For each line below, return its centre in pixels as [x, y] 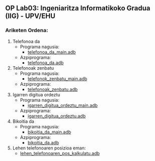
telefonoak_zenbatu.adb [53, 89]
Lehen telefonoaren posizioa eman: [49, 148]
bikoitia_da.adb [43, 142]
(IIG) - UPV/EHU [30, 16]
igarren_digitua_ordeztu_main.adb [63, 105]
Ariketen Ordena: [27, 31]
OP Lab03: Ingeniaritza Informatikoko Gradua [78, 8]
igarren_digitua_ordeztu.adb [57, 116]
